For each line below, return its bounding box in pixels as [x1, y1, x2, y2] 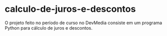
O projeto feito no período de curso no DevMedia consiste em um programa [5, 20, 162, 26]
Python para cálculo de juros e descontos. [5, 25, 93, 31]
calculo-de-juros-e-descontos [5, 3, 136, 15]
